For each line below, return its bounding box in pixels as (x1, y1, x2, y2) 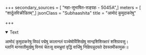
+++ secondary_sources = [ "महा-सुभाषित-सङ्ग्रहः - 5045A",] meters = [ (5, 5, 142, 10)
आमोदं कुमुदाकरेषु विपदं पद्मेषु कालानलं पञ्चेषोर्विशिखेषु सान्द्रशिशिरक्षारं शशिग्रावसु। (5, 39, 129, 44)
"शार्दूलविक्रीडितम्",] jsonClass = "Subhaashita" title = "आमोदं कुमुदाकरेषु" (5, 10, 137, 16)
